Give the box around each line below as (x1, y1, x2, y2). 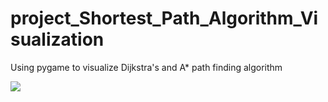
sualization (10, 28, 105, 51)
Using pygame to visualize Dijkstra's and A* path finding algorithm (10, 61, 283, 73)
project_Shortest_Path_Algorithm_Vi (10, 7, 319, 30)
